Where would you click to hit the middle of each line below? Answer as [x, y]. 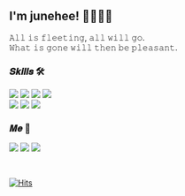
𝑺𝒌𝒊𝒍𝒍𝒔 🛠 [27, 72]
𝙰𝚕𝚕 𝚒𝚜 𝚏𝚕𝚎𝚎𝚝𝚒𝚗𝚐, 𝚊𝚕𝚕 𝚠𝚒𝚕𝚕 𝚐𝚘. [77, 37]
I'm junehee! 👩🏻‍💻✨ [61, 16]
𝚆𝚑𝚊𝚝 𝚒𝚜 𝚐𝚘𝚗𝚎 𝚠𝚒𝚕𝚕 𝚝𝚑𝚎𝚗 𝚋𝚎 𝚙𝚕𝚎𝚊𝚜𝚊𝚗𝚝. [94, 47]
